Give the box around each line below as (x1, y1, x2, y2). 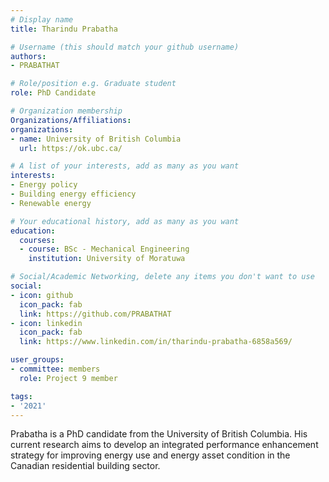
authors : (10, 51, 47, 61)
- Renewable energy (10, 198, 92, 208)
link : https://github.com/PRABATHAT (19, 309, 172, 319)
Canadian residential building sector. (10, 460, 161, 472)
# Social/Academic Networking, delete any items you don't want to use (10, 272, 315, 282)
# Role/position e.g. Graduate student (10, 79, 177, 89)
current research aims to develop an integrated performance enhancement (10, 439, 319, 451)
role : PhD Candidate (10, 88, 97, 98)
